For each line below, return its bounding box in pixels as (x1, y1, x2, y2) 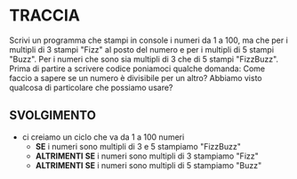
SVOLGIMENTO (9, 108, 96, 123)
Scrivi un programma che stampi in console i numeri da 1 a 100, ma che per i (9, 35, 289, 45)
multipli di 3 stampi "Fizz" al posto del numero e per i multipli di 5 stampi (9, 44, 274, 54)
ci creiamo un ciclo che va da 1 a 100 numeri (21, 131, 185, 142)
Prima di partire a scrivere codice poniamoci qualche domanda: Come (9, 63, 265, 74)
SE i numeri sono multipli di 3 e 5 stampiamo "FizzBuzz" (35, 141, 242, 151)
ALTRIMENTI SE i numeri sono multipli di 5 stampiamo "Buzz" (35, 159, 262, 170)
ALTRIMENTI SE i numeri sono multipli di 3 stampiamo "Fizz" (35, 151, 260, 161)
